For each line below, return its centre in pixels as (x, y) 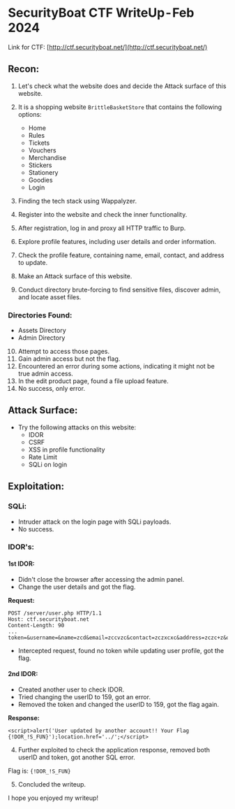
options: (30, 114)
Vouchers (42, 150)
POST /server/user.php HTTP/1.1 (55, 613)
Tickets (39, 143)
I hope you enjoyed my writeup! (53, 798)
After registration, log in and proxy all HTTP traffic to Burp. (102, 228)
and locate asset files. (50, 297)
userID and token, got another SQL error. (76, 757)
